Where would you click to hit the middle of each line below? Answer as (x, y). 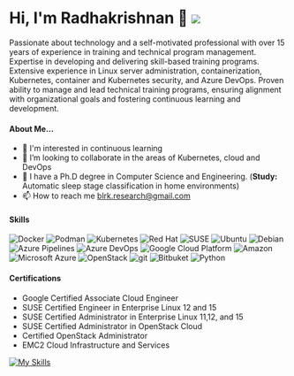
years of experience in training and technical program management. (133, 51)
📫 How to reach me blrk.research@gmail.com (106, 196)
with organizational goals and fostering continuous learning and (125, 99)
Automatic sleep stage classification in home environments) (131, 186)
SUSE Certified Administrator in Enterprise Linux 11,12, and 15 (133, 317)
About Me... (32, 128)
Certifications (35, 278)
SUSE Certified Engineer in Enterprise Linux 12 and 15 (119, 307)
